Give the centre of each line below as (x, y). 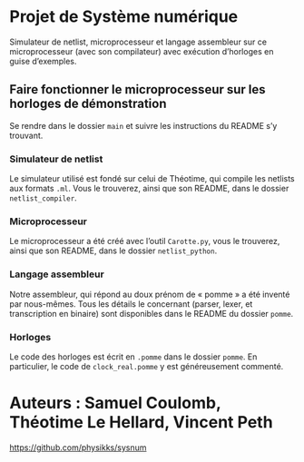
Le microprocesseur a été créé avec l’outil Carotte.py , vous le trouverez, (145, 241)
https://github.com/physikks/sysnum (78, 447)
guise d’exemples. (43, 61)
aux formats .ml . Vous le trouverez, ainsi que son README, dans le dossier (149, 189)
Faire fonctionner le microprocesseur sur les (137, 89)
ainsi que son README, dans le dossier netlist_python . (113, 251)
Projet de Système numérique (124, 17)
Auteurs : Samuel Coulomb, (115, 403)
